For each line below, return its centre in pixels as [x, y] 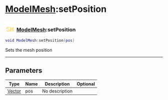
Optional [86, 84]
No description [57, 91]
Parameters [24, 70]
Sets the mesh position [29, 50]
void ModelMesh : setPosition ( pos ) [40, 41]
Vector [14, 91]
